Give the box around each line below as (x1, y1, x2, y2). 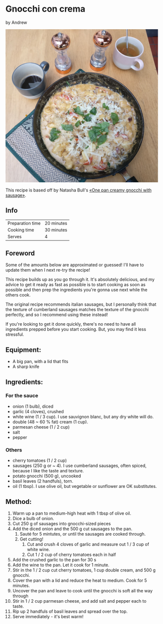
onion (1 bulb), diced (12, 403, 54, 409)
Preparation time (7, 220, 41, 226)
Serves (7, 234, 22, 239)
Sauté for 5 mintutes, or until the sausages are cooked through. (19, 531, 146, 537)
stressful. (5, 331, 24, 337)
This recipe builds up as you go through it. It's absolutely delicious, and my (5, 277, 155, 282)
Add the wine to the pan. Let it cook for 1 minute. (12, 562, 110, 568)
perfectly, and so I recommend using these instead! (5, 312, 108, 318)
